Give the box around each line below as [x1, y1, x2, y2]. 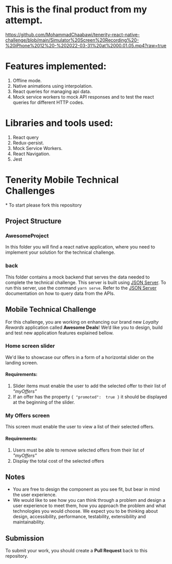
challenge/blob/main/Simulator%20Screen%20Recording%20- [5, 37, 139, 43]
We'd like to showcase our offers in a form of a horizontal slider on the [5, 354, 154, 360]
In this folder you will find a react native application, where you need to [5, 244, 156, 250]
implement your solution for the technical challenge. [5, 249, 116, 255]
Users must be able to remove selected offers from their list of [12, 447, 145, 453]
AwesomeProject [5, 232, 49, 239]
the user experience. [12, 492, 57, 498]
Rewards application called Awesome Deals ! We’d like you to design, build [5, 324, 163, 330]
